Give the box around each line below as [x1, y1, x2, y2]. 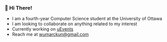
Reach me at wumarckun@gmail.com [11, 32, 89, 38]
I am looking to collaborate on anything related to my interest [11, 21, 137, 27]
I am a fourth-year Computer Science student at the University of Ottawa [11, 16, 162, 22]
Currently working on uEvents [11, 26, 73, 32]
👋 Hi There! [4, 4, 32, 11]
